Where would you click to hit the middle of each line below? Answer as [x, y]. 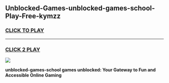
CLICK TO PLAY [25, 31]
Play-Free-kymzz [33, 16]
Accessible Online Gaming [33, 75]
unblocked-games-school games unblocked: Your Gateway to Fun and [80, 69]
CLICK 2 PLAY [23, 49]
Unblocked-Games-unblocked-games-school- [80, 8]
